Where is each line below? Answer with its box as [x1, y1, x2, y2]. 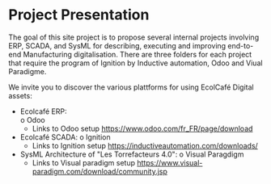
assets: [8, 90, 32, 100]
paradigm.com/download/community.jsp [32, 166, 168, 176]
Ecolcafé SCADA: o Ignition [19, 132, 111, 142]
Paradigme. [8, 66, 47, 76]
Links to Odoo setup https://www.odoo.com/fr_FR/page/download [32, 123, 253, 133]
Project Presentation [8, 6, 150, 24]
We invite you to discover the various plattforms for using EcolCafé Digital [8, 82, 254, 92]
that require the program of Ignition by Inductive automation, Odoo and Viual [8, 58, 263, 68]
